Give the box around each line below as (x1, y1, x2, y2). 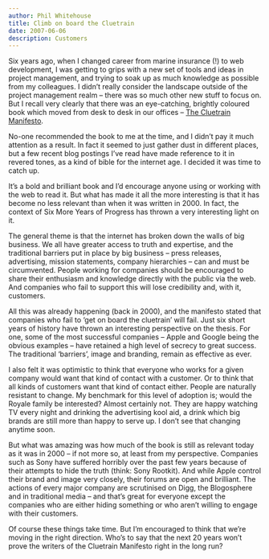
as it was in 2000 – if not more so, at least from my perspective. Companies (8, 449, 259, 458)
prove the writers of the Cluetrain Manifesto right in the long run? (8, 541, 223, 551)
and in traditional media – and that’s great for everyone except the (8, 491, 226, 501)
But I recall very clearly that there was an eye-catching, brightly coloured (8, 99, 251, 109)
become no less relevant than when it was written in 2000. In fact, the (8, 199, 239, 208)
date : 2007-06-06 (8, 27, 67, 35)
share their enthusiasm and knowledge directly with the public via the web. (8, 274, 256, 284)
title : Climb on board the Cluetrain (8, 19, 135, 27)
